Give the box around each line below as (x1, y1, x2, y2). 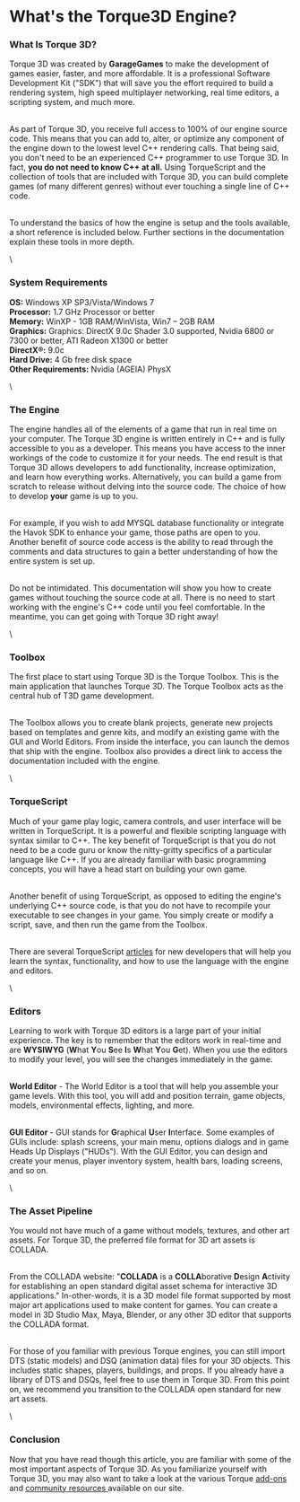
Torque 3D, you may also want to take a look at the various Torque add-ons (9, 1472, 287, 1483)
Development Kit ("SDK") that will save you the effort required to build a (9, 78, 274, 89)
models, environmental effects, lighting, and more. (9, 1100, 195, 1111)
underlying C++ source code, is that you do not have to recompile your (9, 900, 271, 910)
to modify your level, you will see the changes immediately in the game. (9, 1053, 273, 1065)
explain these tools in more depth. (9, 236, 134, 248)
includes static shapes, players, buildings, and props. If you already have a (9, 1365, 285, 1375)
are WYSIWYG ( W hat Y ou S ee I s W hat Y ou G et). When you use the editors (9, 1044, 288, 1055)
